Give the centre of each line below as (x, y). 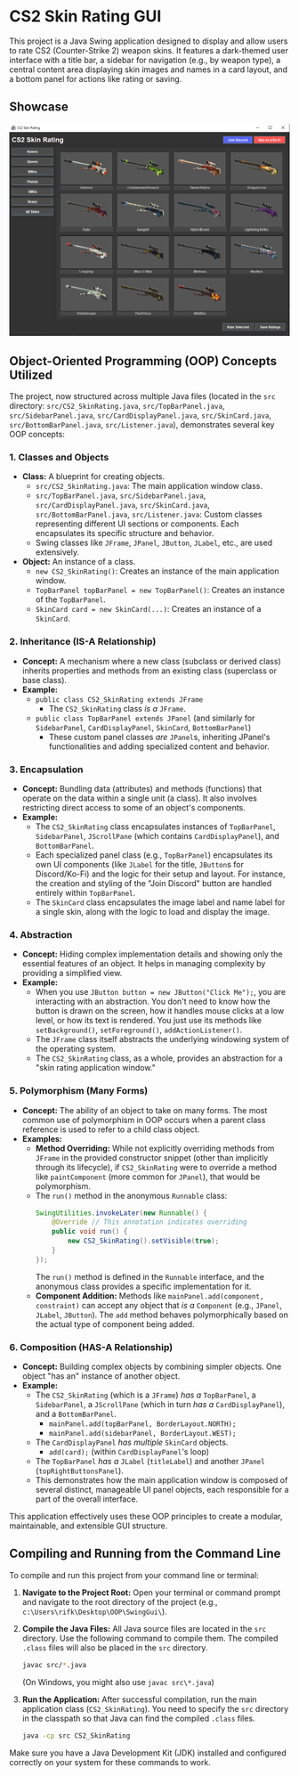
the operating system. (76, 1049)
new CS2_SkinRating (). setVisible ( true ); (143, 1241)
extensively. (57, 552)
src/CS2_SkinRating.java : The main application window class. (149, 486)
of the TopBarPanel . (70, 599)
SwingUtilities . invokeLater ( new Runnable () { (121, 1213)
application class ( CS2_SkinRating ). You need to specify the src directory (155, 1708)
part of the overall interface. (87, 1499)
